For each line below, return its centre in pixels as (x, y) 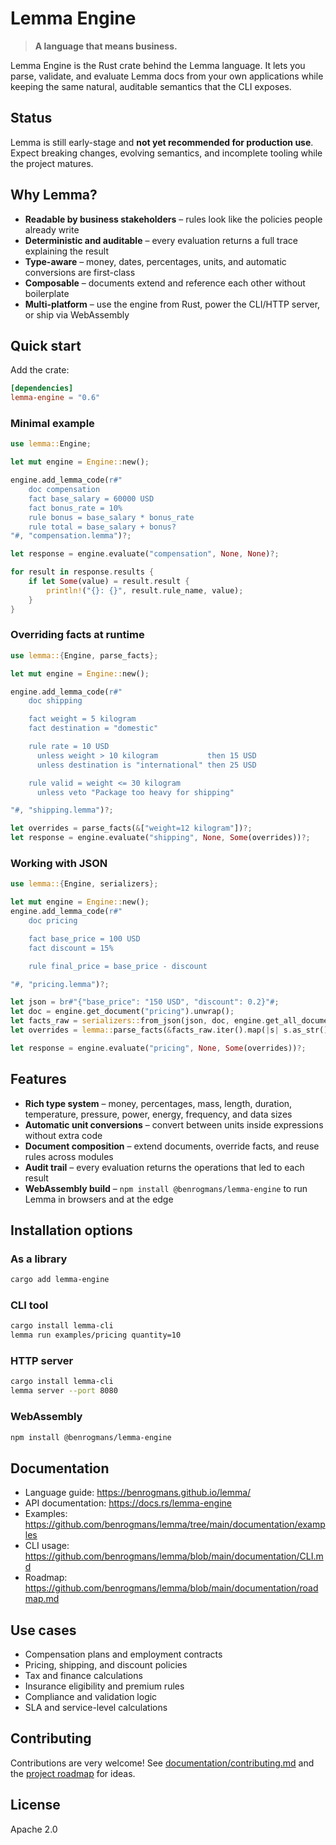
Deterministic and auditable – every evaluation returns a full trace (161, 240)
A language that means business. (106, 46)
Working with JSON (59, 864)
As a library (39, 1259)
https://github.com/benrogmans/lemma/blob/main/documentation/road (171, 1588)
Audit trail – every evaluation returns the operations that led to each (164, 1167)
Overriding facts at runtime (77, 635)
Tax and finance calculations (83, 1676)
